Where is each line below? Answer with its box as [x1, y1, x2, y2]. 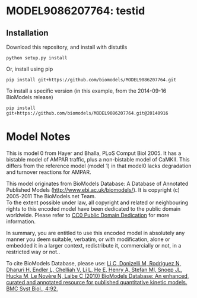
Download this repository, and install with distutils [6, 43, 128, 50]
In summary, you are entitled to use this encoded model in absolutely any [6, 229, 185, 236]
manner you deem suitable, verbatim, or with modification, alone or [6, 236, 170, 243]
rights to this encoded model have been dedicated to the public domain [6, 205, 181, 212]
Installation [6, 28, 49, 38]
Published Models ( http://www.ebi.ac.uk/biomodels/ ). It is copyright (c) [6, 186, 180, 194]
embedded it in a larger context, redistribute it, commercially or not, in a [6, 242, 182, 249]
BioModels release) [6, 94, 53, 100]
